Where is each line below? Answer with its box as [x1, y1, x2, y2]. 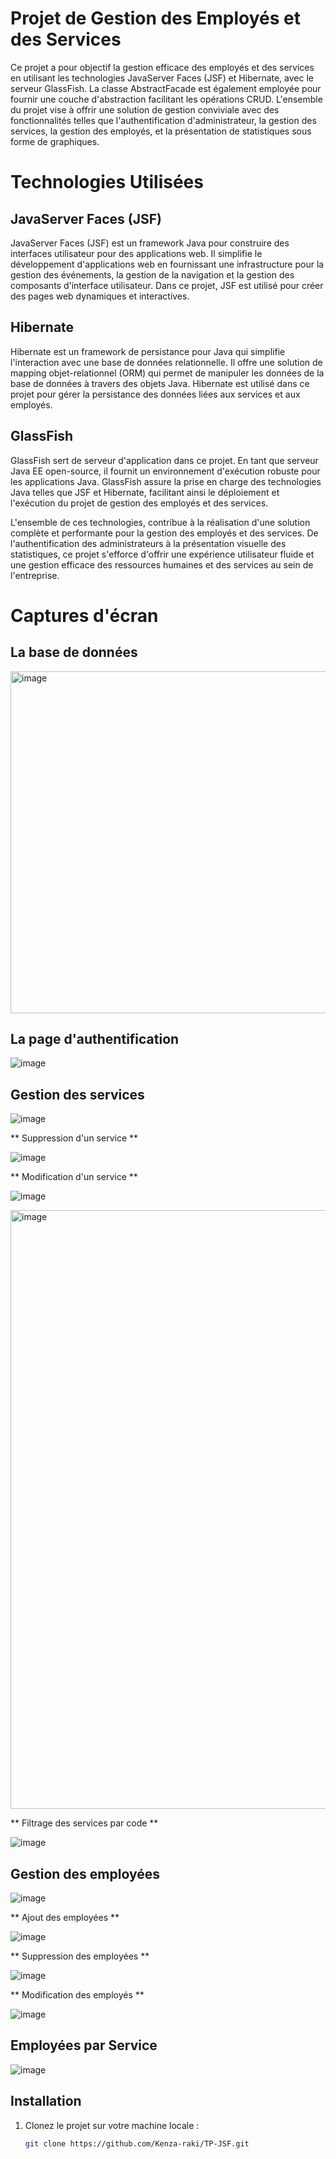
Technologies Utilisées [10, 171, 204, 194]
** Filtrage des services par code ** [10, 1817, 159, 1829]
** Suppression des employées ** [10, 1950, 150, 1962]
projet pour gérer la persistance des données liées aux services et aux [10, 388, 301, 400]
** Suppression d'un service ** [10, 1132, 139, 1144]
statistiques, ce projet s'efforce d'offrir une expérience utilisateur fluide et [10, 548, 315, 560]
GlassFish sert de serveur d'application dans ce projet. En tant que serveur [10, 454, 319, 466]
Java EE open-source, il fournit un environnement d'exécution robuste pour [10, 465, 321, 477]
